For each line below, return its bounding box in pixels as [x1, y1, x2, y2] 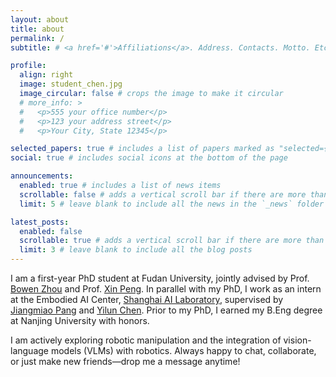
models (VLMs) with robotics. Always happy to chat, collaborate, [50, 345, 317, 356]
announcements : [10, 171, 74, 181]
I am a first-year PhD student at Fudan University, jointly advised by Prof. [10, 272, 310, 284]
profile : [10, 61, 47, 71]
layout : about [10, 14, 70, 25]
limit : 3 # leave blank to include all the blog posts [19, 245, 253, 255]
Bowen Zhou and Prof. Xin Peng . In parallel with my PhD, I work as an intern [10, 283, 322, 295]
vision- [283, 334, 312, 346]
